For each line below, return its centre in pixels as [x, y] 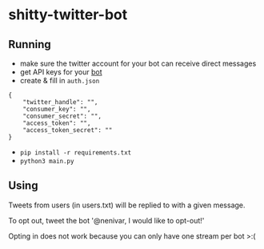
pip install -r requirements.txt [76, 153]
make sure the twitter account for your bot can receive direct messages [138, 63]
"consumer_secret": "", [62, 116]
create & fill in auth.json [60, 80]
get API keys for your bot [61, 72]
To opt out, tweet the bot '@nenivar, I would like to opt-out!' [106, 220]
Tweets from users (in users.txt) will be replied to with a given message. [127, 205]
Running [30, 44]
